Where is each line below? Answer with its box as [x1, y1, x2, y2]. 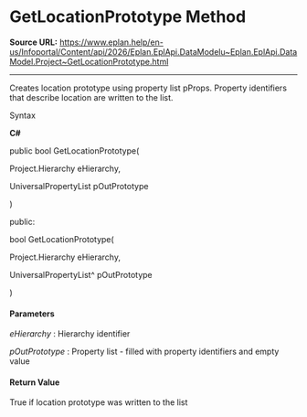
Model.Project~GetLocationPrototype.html [9, 56, 169, 67]
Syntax [9, 110, 37, 121]
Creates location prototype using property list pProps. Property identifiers [9, 82, 288, 93]
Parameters [9, 308, 55, 319]
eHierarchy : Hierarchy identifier [9, 328, 131, 339]
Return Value [9, 377, 60, 388]
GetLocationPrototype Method [9, 6, 247, 27]
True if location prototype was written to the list [9, 397, 188, 408]
